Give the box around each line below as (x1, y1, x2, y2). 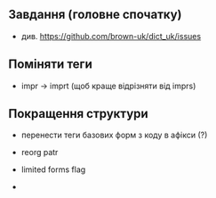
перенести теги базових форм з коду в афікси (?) (20, 129, 208, 141)
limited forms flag (20, 164, 86, 175)
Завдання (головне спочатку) (8, 7, 182, 22)
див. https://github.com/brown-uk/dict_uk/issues (20, 30, 202, 41)
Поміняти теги (8, 57, 92, 72)
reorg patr (20, 147, 59, 158)
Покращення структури (8, 106, 148, 121)
